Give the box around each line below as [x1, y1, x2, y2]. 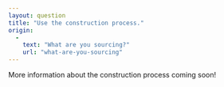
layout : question [8, 11, 66, 20]
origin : [8, 26, 34, 34]
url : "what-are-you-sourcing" [22, 48, 124, 56]
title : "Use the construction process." [8, 19, 145, 27]
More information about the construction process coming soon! [8, 70, 217, 79]
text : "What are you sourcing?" [22, 41, 130, 49]
